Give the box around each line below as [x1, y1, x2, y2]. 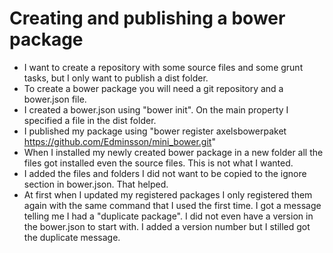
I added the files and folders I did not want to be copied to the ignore [23, 167, 307, 179]
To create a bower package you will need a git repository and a [23, 82, 284, 94]
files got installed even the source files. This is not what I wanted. [23, 157, 294, 169]
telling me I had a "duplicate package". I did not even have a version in [23, 210, 314, 222]
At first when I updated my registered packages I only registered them [23, 188, 313, 201]
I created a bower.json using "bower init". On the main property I [23, 103, 289, 116]
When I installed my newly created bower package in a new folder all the [23, 146, 324, 158]
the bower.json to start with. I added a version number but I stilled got [23, 220, 311, 232]
